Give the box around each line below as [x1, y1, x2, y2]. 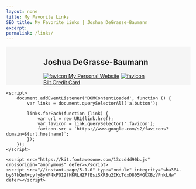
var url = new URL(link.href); [37, 115, 114, 122]
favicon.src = [37, 126, 72, 132]
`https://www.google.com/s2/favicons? [74, 126, 169, 132]
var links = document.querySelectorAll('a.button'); [27, 100, 159, 106]
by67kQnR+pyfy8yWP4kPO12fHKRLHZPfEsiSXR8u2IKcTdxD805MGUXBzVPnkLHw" [6, 172, 177, 178]
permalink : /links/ [6, 30, 54, 36]
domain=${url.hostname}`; [6, 131, 69, 137]
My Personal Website [68, 73, 120, 80]
